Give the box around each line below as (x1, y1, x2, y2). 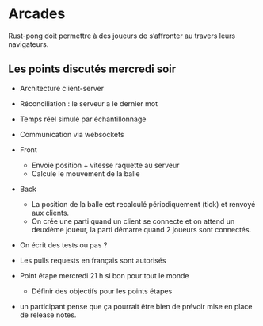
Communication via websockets (19, 129, 124, 139)
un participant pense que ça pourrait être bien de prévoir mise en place (19, 301, 253, 311)
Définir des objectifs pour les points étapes (31, 286, 173, 296)
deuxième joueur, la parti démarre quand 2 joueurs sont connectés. (31, 224, 252, 234)
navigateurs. (8, 39, 49, 48)
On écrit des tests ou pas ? (19, 240, 108, 250)
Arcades (8, 5, 66, 23)
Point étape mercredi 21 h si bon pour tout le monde (19, 270, 189, 280)
